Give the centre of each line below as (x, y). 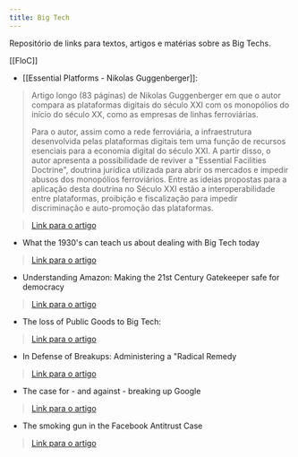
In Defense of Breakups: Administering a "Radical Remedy (129, 356)
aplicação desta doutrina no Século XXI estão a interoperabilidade (153, 188)
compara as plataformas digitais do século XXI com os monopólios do (160, 105)
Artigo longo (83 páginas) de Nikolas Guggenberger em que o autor (156, 95)
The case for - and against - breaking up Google (111, 391)
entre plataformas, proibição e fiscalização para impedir (135, 198)
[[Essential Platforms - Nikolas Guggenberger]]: (110, 78)
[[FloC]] (24, 60)
